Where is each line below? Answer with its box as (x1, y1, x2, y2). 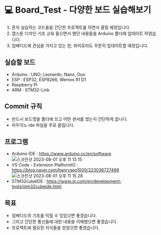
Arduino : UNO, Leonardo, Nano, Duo (11, 71, 86, 77)
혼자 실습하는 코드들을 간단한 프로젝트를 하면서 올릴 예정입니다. (11, 24, 131, 30)
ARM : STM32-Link (11, 87, 50, 93)
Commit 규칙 (4, 102, 42, 111)
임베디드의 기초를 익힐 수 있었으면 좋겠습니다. (11, 213, 97, 218)
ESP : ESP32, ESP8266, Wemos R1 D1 (11, 76, 87, 83)
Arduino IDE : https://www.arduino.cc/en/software (11, 151, 112, 157)
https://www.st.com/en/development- (46, 178, 122, 185)
